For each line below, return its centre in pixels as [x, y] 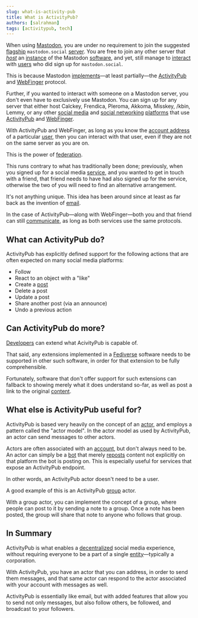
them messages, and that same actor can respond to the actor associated [96, 578]
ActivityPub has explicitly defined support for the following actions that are [97, 254]
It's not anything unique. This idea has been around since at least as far [93, 196]
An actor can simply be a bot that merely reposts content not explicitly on [96, 455]
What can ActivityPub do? [55, 240]
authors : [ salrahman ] [33, 23]
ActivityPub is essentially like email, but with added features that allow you [97, 596]
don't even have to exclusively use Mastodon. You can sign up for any [92, 100]
